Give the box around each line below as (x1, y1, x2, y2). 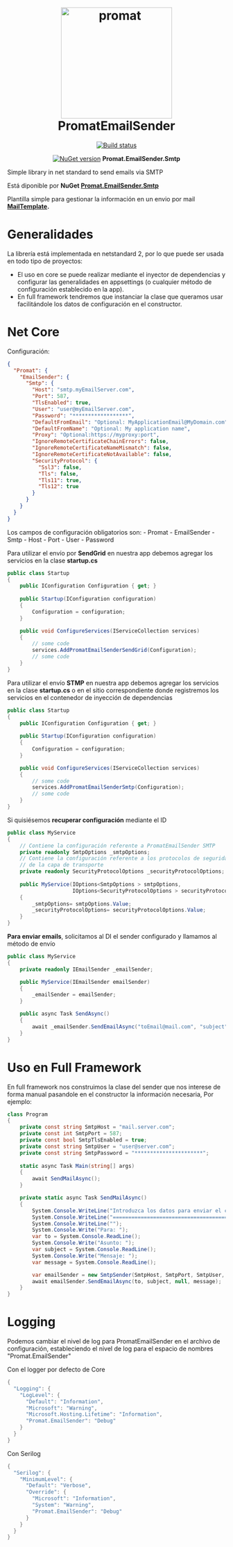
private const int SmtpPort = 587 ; (19, 1130, 123, 1137)
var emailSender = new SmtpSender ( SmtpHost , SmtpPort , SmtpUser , (32, 1271, 225, 1278)
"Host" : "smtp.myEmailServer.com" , (32, 386, 135, 394)
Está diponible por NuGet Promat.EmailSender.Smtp (7, 181, 159, 190)
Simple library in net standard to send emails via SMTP (7, 167, 164, 176)
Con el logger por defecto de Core (7, 1365, 105, 1374)
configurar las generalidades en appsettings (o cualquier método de (17, 278, 212, 286)
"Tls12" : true (37, 483, 79, 490)
